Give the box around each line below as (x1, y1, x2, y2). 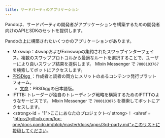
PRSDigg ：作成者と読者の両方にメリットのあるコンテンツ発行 (12, 73, 139, 79)
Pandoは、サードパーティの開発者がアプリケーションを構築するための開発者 (5, 21, 160, 27)
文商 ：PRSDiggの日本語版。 (19, 85, 77, 91)
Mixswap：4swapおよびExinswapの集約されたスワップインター (12, 48, 141, 54)
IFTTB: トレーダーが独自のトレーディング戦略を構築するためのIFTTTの (12, 92, 156, 98)
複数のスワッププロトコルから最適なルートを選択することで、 (21, 55, 146, 61)
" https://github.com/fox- (12, 115, 62, 121)
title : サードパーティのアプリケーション (5, 7, 79, 12)
